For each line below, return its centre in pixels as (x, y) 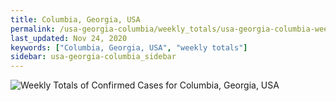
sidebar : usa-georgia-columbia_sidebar (93, 57)
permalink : (33, 29)
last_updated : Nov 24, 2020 (69, 38)
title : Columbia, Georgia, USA (75, 19)
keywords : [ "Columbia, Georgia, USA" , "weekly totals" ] (129, 47)
